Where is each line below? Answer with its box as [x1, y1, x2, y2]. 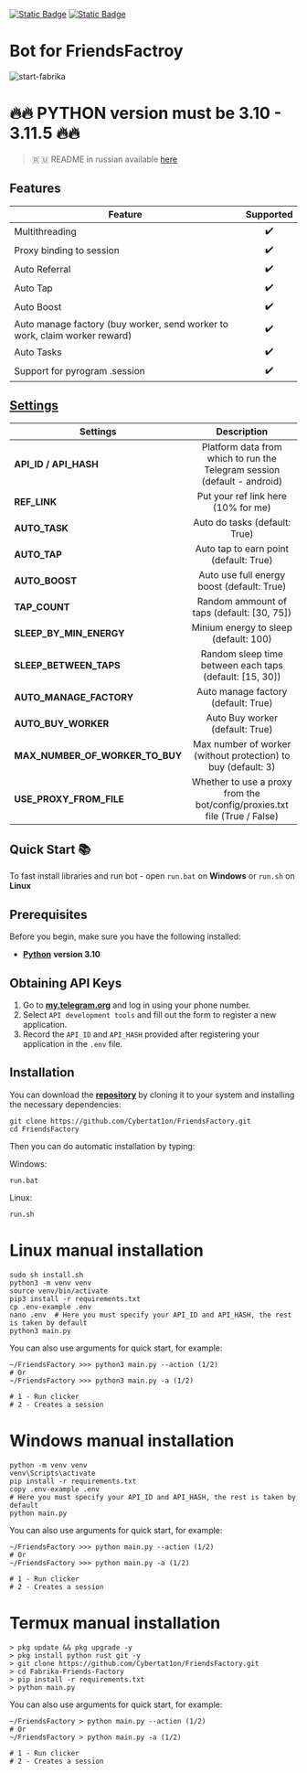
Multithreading [14, 225, 77, 238]
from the [223, 786, 260, 799]
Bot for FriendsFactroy [9, 41, 184, 61]
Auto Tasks [14, 346, 62, 358]
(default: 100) [211, 632, 272, 645]
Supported [245, 208, 293, 220]
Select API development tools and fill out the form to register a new [22, 1009, 277, 1020]
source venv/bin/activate [9, 1286, 108, 1296]
